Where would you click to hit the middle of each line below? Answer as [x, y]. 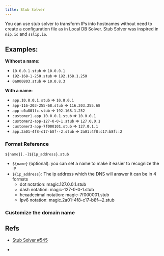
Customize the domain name [40, 212]
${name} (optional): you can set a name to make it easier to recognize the [86, 163]
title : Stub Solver [25, 10]
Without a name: [23, 61]
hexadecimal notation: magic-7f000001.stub [64, 195]
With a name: [19, 91]
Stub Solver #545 [30, 240]
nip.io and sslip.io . [26, 34]
